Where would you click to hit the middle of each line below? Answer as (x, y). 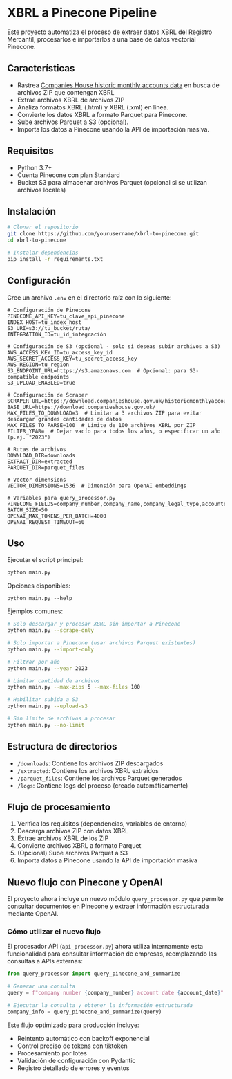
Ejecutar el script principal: (45, 560)
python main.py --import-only (51, 649)
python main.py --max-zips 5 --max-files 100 (74, 687)
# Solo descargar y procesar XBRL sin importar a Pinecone (94, 624)
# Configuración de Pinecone (49, 310)
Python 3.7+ (35, 167)
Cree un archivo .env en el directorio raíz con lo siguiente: (89, 297)
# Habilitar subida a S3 (43, 700)
